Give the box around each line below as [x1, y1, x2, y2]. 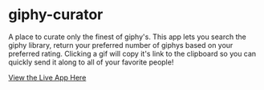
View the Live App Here [8, 72, 87, 82]
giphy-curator [8, 6, 104, 24]
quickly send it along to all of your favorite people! [8, 57, 174, 67]
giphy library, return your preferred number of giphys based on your [8, 40, 234, 49]
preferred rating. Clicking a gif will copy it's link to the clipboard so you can [8, 49, 257, 58]
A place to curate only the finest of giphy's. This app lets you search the [8, 32, 246, 41]
